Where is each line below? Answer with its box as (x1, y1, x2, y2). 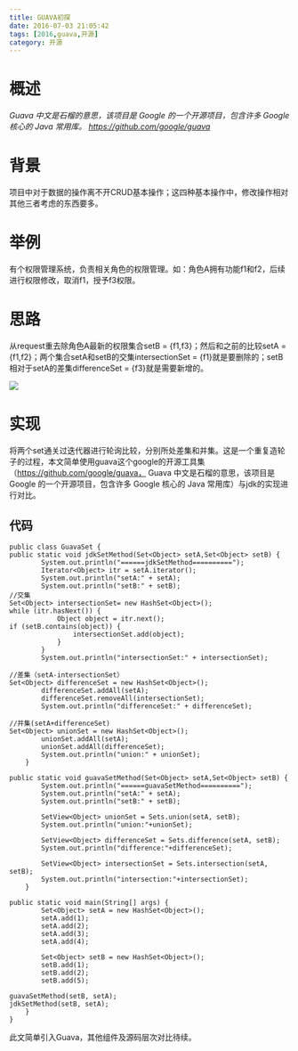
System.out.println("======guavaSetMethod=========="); (41, 781, 253, 790)
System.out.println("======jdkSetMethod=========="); (41, 558, 245, 566)
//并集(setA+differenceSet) (9, 719, 111, 728)
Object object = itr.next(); (56, 614, 165, 623)
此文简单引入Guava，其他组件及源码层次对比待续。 (9, 1031, 197, 1042)
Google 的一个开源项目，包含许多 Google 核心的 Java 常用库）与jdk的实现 (9, 478, 281, 489)
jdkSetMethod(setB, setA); (9, 999, 109, 1008)
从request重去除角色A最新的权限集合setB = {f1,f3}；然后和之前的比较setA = (9, 340, 286, 351)
